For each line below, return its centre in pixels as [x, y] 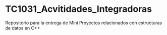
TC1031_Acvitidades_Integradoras [79, 9]
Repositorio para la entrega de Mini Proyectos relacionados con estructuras [84, 23]
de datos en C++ [23, 28]
